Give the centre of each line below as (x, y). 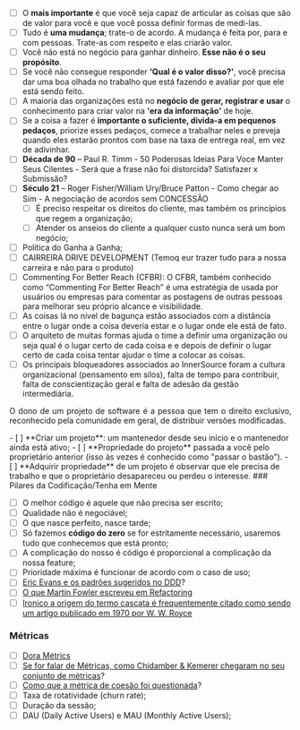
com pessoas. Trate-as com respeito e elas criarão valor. (127, 43)
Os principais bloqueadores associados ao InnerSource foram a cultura (154, 364)
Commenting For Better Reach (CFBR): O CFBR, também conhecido (146, 277)
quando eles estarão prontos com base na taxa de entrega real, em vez (154, 140)
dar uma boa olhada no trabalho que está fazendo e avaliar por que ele (153, 82)
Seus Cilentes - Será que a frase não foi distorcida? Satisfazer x (140, 169)
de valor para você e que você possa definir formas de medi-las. (141, 23)
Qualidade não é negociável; (75, 513)
